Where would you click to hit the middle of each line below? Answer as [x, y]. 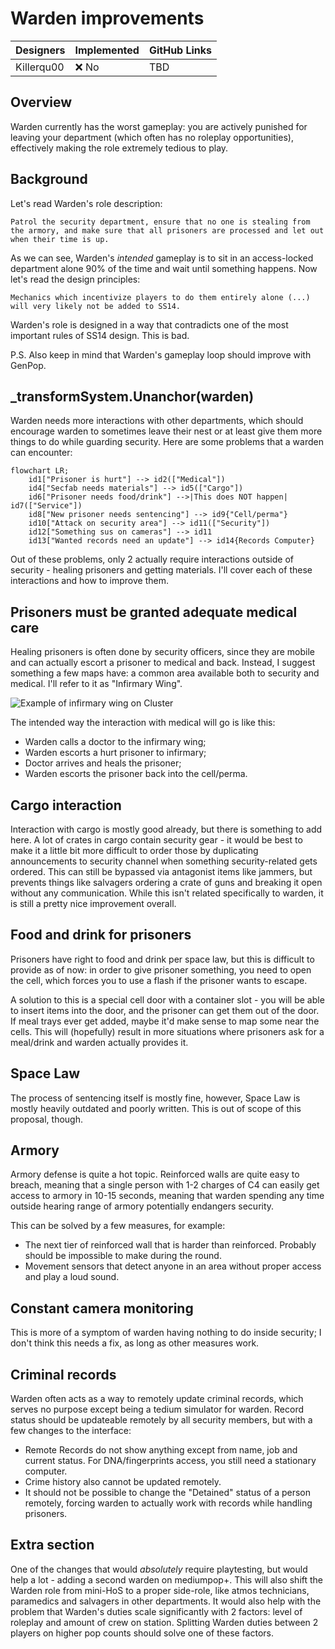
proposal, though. [47, 1119]
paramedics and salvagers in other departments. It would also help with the [166, 1601]
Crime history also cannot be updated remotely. [123, 1482]
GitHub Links [180, 50]
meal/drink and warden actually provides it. [99, 1042]
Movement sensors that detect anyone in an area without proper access [173, 1266]
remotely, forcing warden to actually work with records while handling [168, 1503]
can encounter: [41, 453]
